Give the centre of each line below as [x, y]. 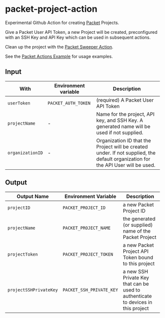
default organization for [124, 159]
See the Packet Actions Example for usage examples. [59, 56]
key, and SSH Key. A [120, 120]
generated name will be [124, 126]
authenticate [137, 296]
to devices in [137, 302]
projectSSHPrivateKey [33, 290]
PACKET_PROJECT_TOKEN [88, 254]
